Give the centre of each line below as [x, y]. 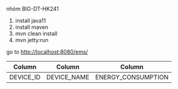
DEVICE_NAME [68, 77]
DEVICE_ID [25, 77]
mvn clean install [36, 34]
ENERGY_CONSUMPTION [132, 77]
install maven [32, 27]
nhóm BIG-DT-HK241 [33, 9]
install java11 [30, 20]
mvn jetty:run [32, 40]
